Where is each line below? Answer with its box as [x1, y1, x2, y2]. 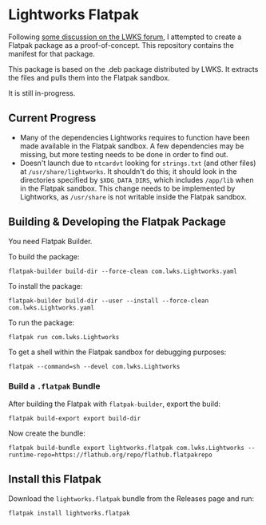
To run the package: [8, 318, 74, 327]
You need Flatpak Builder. [8, 236, 93, 246]
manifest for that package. [8, 49, 96, 58]
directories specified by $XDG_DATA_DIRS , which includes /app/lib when [19, 175, 254, 184]
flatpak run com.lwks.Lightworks [8, 333, 120, 341]
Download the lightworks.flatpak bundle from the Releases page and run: [8, 493, 255, 503]
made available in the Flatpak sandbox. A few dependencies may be [19, 141, 244, 151]
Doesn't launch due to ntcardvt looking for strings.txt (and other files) [19, 158, 256, 168]
